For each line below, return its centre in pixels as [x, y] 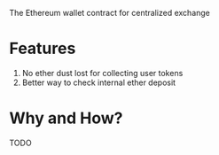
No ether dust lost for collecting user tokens [102, 73]
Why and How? [66, 118]
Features [43, 49]
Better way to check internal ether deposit [98, 82]
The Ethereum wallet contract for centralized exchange [110, 13]
